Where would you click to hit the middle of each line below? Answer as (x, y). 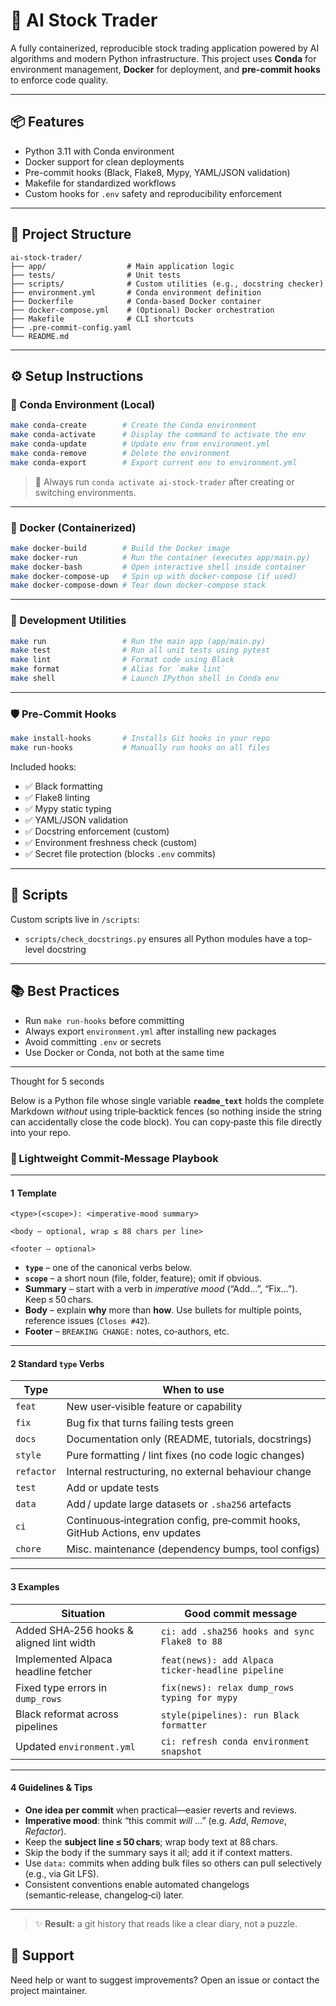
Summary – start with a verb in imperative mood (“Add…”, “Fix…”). (161, 1289)
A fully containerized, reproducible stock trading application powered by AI (165, 48)
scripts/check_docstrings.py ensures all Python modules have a (158, 938)
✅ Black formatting (63, 786)
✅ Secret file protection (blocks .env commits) (120, 854)
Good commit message (241, 1613)
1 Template (33, 1193)
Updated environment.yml (75, 1746)
